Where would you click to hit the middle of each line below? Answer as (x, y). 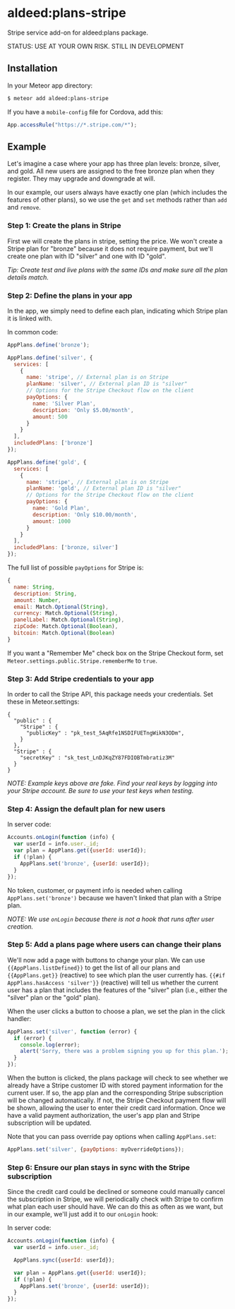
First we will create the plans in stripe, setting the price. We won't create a (115, 241)
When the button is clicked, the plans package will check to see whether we (118, 1078)
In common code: (33, 332)
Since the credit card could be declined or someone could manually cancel (116, 1192)
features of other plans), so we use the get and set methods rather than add (117, 200)
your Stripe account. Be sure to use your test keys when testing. (101, 791)
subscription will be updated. (49, 1123)
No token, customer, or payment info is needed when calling (95, 890)
